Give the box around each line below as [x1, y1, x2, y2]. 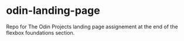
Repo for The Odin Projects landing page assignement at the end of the [6, 23, 178, 30]
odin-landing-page [6, 4, 101, 17]
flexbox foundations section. [6, 29, 75, 36]
